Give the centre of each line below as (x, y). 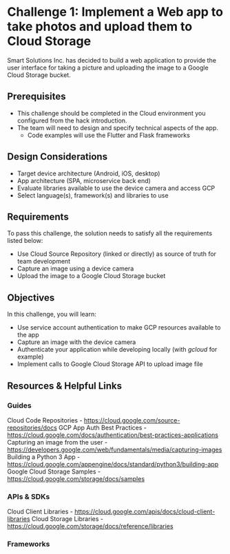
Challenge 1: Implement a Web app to (115, 12)
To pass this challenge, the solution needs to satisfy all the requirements (109, 233)
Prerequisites (36, 97)
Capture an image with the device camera (76, 342)
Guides (20, 405)
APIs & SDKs (29, 496)
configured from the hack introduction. (72, 120)
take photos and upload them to (100, 26)
